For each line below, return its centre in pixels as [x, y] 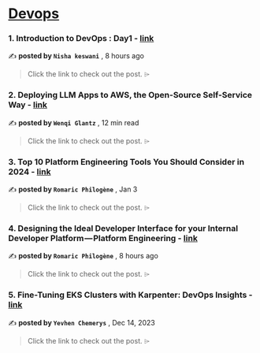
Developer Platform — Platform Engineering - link [103, 238]
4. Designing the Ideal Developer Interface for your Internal [123, 228]
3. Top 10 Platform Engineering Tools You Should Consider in [126, 162]
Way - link [28, 105]
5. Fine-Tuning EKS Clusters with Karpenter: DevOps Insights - [130, 295]
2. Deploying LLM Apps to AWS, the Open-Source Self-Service [130, 95]
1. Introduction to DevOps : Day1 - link [81, 39]
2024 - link [30, 172]
